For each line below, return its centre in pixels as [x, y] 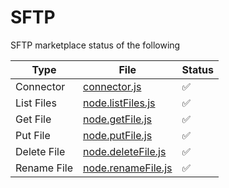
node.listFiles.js [119, 103]
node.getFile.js [117, 119]
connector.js [112, 86]
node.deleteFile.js [125, 151]
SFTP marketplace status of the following [95, 45]
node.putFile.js [118, 135]
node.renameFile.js [128, 168]
